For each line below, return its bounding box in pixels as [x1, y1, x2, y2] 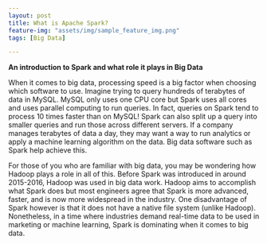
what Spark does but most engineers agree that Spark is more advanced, [8, 186, 249, 196]
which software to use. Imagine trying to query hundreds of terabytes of [8, 87, 245, 96]
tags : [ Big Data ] [8, 33, 66, 42]
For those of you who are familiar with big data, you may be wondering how [8, 161, 257, 171]
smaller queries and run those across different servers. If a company [8, 120, 234, 130]
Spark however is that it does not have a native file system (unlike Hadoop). [8, 203, 257, 213]
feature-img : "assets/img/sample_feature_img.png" [8, 26, 180, 34]
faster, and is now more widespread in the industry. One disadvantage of [8, 195, 247, 204]
